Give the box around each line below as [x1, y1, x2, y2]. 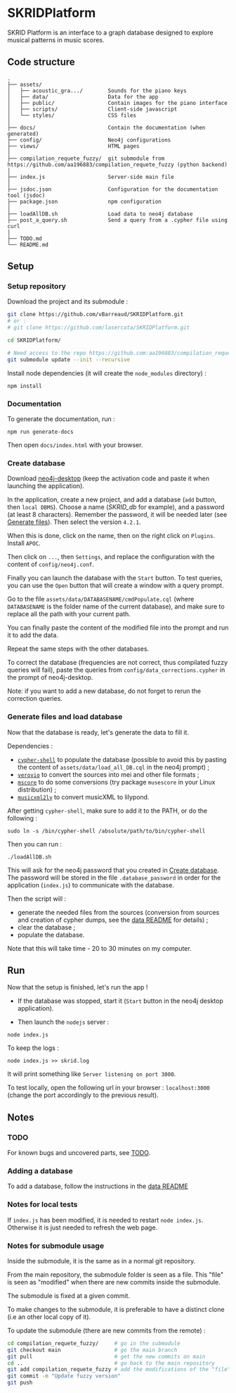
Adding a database [7, 1166, 73, 1175]
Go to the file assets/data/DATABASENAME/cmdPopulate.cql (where [7, 595, 195, 604]
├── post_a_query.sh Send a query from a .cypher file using [7, 216, 228, 223]
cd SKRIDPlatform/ [7, 337, 61, 344]
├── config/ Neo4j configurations [7, 136, 171, 144]
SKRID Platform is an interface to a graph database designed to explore [7, 28, 214, 37]
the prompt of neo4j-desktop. [7, 673, 93, 682]
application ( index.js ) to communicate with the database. [7, 880, 174, 889]
